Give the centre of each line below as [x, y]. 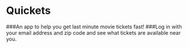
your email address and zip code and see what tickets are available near [93, 32]
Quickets [28, 11]
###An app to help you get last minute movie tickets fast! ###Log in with [94, 27]
